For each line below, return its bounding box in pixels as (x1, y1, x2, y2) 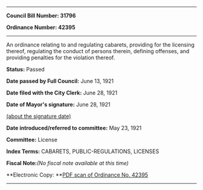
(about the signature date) (6, 113, 71, 120)
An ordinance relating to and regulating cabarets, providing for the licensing (6, 41, 195, 48)
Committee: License (6, 136, 57, 143)
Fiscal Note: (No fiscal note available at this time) (6, 160, 129, 166)
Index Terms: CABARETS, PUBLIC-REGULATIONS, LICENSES (6, 148, 159, 155)
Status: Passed (6, 66, 45, 73)
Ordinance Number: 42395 (6, 24, 76, 31)
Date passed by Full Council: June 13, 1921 (6, 77, 114, 85)
